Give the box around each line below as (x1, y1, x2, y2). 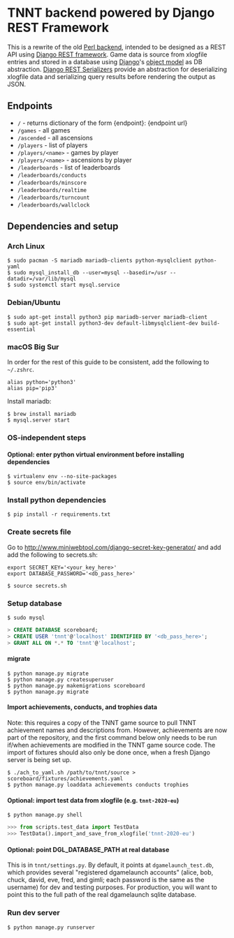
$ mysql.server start (7, 417, 71, 424)
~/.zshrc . (7, 365, 35, 374)
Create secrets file (7, 527, 71, 537)
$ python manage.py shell (7, 812, 82, 819)
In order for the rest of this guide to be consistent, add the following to (7, 358, 210, 366)
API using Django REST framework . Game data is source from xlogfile (7, 50, 207, 59)
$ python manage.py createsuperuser (7, 676, 114, 683)
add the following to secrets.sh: (7, 550, 98, 559)
